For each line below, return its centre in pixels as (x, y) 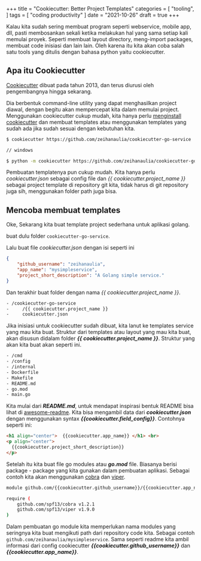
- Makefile (20, 378)
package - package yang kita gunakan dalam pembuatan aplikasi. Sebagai (98, 470)
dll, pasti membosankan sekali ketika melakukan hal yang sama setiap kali (97, 33)
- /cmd (14, 356)
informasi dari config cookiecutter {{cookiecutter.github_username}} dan (98, 545)
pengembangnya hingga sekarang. (49, 91)
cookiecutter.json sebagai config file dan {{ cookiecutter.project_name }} (96, 179)
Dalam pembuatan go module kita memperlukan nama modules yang (91, 527)
